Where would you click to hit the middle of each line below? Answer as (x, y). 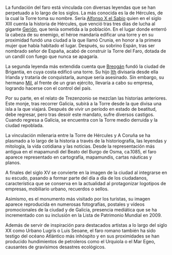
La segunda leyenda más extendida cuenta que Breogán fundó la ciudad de (85, 66)
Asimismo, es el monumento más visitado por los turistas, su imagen (78, 199)
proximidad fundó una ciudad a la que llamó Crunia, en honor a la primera (83, 40)
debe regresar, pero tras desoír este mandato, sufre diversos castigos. (80, 114)
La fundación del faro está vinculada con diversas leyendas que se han (80, 7)
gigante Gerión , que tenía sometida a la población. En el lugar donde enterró (86, 29)
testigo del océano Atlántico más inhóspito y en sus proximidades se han (82, 236)
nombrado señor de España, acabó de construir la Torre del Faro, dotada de (86, 51)
